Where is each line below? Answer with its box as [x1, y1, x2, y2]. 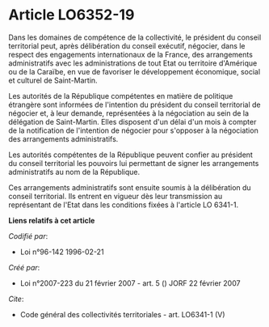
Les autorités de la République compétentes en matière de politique [8, 91, 233, 100]
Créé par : [8, 262, 40, 272]
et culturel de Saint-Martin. [8, 75, 99, 85]
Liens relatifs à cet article [8, 215, 95, 225]
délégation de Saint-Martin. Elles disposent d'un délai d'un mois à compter [8, 117, 257, 126]
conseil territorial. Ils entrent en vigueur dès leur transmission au [8, 191, 223, 201]
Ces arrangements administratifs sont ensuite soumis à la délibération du [8, 182, 252, 192]
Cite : [8, 294, 24, 304]
